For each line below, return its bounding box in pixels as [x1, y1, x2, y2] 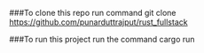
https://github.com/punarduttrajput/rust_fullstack [9, 17, 188, 27]
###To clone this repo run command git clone [9, 8, 177, 18]
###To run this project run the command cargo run [9, 34, 195, 44]
